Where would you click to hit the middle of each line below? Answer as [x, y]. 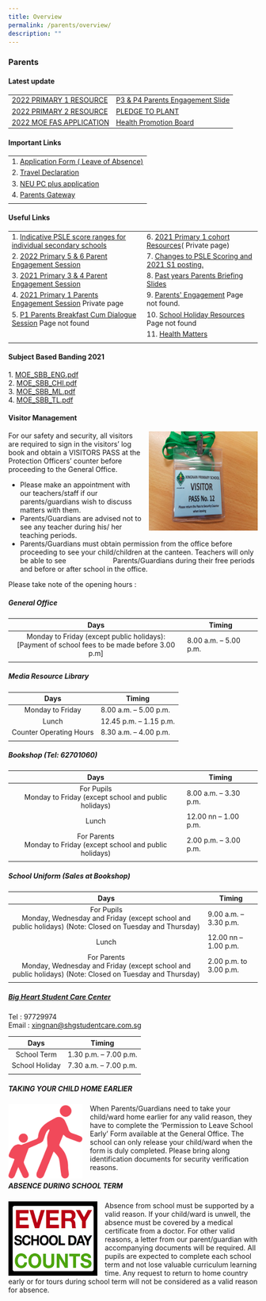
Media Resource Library [49, 676]
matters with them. [50, 510]
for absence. [29, 1290]
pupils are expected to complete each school [178, 1257]
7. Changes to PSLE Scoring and [199, 256]
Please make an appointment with [75, 485]
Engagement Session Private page [68, 303]
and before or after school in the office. [84, 569]
